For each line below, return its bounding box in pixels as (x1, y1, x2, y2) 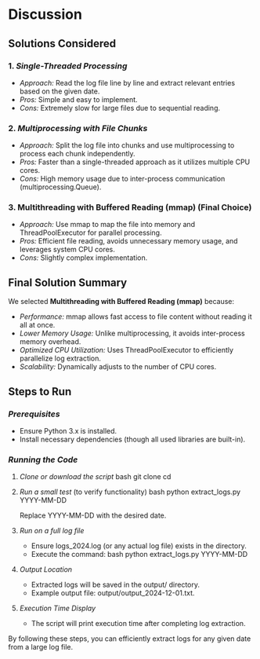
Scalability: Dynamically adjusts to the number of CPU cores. (19, 362, 217, 372)
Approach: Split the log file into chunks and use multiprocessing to (19, 141, 235, 150)
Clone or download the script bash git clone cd (19, 472, 172, 481)
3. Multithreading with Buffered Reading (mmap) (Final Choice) (8, 202, 252, 213)
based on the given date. (19, 86, 100, 96)
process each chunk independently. (19, 149, 135, 159)
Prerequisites (8, 408, 60, 419)
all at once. (19, 320, 56, 330)
